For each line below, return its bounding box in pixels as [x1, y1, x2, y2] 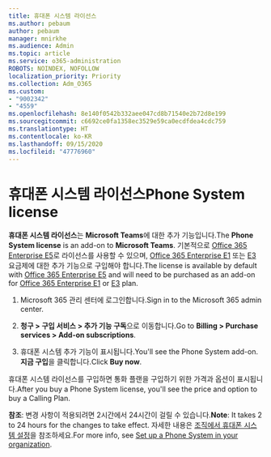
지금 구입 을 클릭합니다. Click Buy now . [19, 357, 142, 367]
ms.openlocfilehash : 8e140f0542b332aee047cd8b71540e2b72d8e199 [8, 110, 227, 118]
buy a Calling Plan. [8, 394, 71, 404]
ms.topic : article [8, 49, 70, 58]
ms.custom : [8, 87, 45, 96]
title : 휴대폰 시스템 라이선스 [8, 11, 97, 20]
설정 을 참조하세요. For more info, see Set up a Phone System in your [16, 430, 239, 440]
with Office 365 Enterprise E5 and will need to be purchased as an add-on [8, 270, 256, 280]
